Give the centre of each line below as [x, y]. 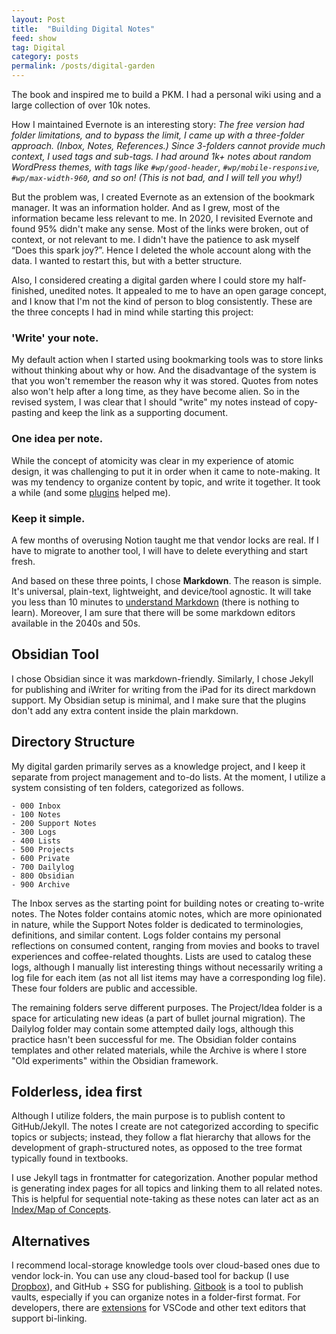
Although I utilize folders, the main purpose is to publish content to [148, 1116]
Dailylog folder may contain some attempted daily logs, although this [152, 1028]
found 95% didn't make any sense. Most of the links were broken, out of [160, 229]
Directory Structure [73, 742]
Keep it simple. [48, 518]
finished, [29, 290]
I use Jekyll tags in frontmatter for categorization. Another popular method [164, 1178]
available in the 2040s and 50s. [76, 623]
